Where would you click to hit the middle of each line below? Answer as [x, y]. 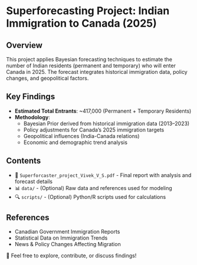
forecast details [34, 181]
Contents [24, 161]
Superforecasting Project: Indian [88, 11]
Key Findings [31, 96]
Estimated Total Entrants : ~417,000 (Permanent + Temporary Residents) [103, 111]
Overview [24, 45]
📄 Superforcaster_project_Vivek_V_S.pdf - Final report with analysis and [103, 175]
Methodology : [32, 117]
